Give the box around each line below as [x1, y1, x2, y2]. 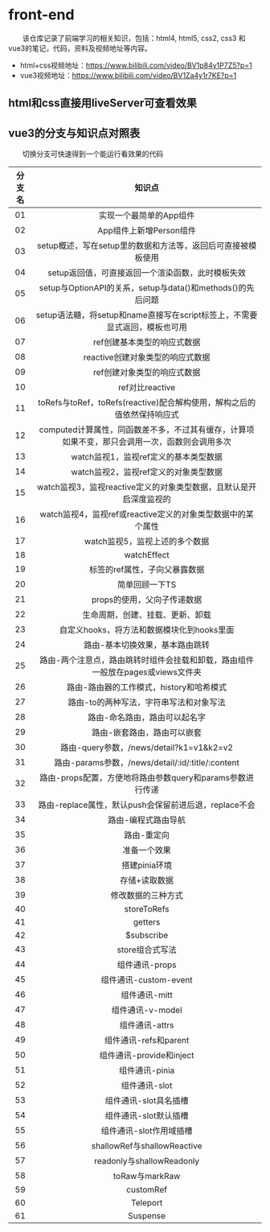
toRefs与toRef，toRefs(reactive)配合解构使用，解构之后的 [37, 397, 256, 408]
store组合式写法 [117, 944, 177, 955]
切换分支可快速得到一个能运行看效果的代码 [22, 149, 163, 159]
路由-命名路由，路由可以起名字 [88, 712, 207, 723]
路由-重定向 [124, 830, 170, 841]
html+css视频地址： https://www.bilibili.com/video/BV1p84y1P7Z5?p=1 [19, 60, 252, 70]
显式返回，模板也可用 [106, 322, 187, 333]
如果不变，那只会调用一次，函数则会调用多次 [62, 436, 231, 447]
